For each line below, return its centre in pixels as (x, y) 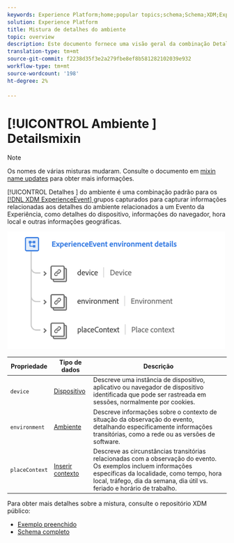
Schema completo (43, 532)
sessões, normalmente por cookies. (144, 402)
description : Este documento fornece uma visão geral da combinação (109, 44)
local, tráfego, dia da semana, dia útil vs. (150, 480)
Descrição (158, 366)
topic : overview (31, 37)
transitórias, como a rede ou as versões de (154, 434)
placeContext (29, 471)
